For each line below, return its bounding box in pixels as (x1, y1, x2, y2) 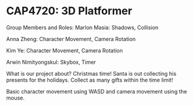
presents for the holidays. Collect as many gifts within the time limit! (6, 76, 173, 83)
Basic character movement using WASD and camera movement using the (6, 88, 188, 95)
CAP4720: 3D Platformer (6, 4, 132, 18)
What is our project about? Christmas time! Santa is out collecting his (6, 70, 177, 77)
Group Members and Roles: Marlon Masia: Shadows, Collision (6, 24, 159, 31)
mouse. (6, 94, 25, 101)
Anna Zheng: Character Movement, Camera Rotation (6, 35, 136, 42)
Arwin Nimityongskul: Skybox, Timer (6, 58, 96, 66)
